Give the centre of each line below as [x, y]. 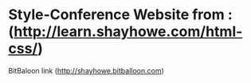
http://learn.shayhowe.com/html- [128, 32]
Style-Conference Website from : [120, 15]
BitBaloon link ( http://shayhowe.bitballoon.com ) [86, 70]
